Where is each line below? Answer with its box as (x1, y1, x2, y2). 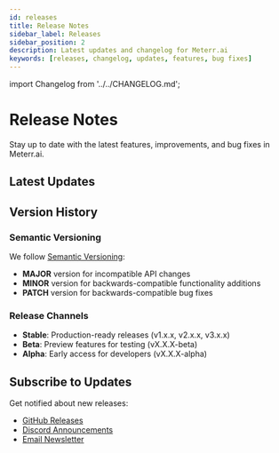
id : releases (9, 12, 58, 22)
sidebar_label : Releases (9, 29, 101, 38)
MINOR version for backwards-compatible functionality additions (21, 278, 261, 289)
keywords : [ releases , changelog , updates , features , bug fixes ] (9, 54, 252, 63)
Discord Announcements (21, 425, 114, 435)
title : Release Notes (9, 21, 90, 30)
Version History (9, 204, 98, 219)
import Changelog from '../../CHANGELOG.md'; (9, 79, 180, 89)
